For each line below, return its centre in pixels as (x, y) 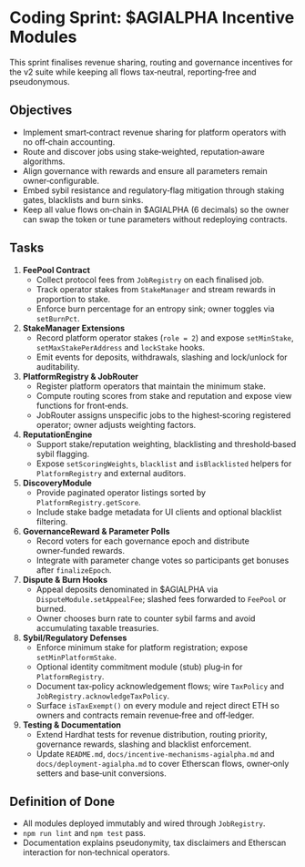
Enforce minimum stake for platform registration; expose (142, 647)
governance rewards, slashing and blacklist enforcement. (144, 744)
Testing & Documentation (71, 724)
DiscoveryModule (57, 483)
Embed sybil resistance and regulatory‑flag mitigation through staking (153, 190)
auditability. (58, 366)
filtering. (52, 521)
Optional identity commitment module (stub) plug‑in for (139, 667)
